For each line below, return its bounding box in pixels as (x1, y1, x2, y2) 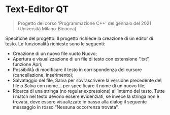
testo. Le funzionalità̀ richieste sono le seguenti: (5, 40, 106, 46)
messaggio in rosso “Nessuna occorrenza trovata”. (12, 104, 119, 110)
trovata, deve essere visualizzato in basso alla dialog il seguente (12, 98, 147, 104)
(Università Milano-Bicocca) (17, 25, 77, 31)
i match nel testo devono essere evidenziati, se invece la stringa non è (12, 93, 160, 99)
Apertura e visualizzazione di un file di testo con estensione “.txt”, (12, 55, 150, 62)
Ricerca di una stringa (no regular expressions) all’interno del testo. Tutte (12, 88, 165, 94)
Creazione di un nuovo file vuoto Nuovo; (12, 50, 97, 56)
